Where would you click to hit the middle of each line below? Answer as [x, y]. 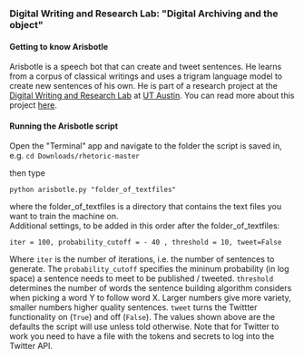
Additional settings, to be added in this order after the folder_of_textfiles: [145, 226]
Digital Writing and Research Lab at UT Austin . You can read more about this [152, 96]
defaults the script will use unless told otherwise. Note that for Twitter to [144, 327]
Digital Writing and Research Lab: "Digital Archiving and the [144, 14]
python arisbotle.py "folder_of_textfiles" [93, 190]
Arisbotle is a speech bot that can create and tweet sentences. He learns [146, 67]
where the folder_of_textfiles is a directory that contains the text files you [146, 207]
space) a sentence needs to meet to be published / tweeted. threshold [142, 278]
